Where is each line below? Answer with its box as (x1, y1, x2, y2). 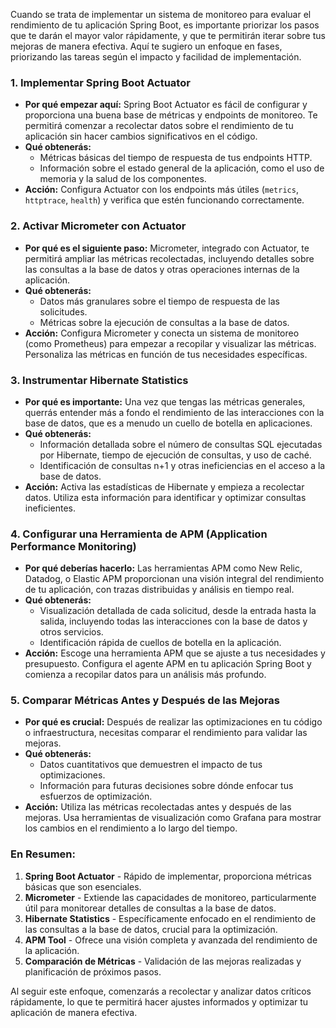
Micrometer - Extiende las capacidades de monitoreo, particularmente (24, 891, 317, 903)
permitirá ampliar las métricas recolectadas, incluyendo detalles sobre (24, 252, 315, 264)
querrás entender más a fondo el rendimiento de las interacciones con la (24, 406, 325, 418)
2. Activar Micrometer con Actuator (10, 219, 187, 233)
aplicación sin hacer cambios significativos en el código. (24, 130, 258, 143)
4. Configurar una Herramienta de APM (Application (10, 527, 268, 541)
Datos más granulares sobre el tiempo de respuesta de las (39, 295, 280, 307)
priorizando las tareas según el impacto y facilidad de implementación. (10, 51, 302, 63)
